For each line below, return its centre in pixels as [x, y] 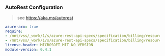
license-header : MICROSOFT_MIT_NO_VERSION [49, 45]
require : [14, 31]
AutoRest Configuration [34, 7]
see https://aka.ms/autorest [45, 18]
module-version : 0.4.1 [28, 49]
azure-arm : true [22, 27]
